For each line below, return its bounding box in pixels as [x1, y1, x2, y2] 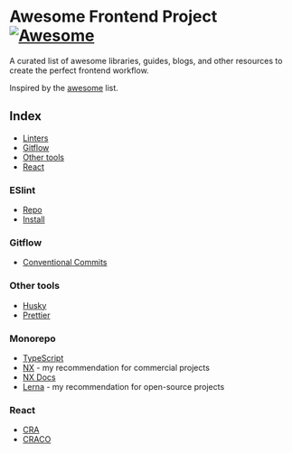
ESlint [9, 183, 36, 196]
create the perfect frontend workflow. [9, 65, 149, 76]
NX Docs [22, 372, 56, 383]
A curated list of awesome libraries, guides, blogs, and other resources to [9, 55, 283, 66]
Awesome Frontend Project [9, 6, 218, 27]
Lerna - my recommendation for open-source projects [22, 381, 225, 392]
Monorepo [9, 332, 56, 345]
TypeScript [22, 352, 64, 363]
